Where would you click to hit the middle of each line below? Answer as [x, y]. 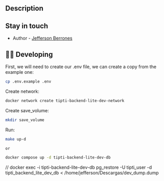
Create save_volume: [27, 110]
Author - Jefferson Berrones [42, 38]
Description [24, 8]
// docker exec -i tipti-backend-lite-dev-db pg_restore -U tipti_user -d [79, 167]
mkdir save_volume [25, 120]
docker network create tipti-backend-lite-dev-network [65, 100]
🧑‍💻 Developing [29, 54]
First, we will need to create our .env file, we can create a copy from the [81, 67]
